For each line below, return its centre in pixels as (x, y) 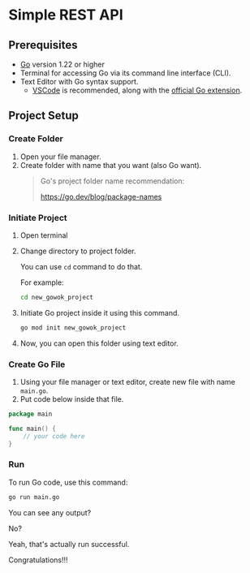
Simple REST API (66, 15)
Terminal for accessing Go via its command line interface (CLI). (125, 73)
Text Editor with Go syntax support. (79, 82)
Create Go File (37, 364)
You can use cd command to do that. (81, 266)
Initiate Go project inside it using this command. (100, 312)
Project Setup (44, 116)
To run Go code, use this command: (68, 482)
